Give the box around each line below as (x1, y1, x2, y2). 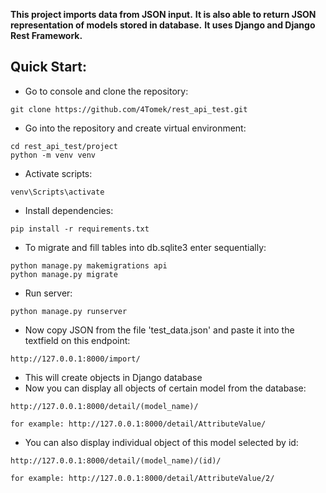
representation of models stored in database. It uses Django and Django (10, 19, 316, 31)
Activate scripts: (24, 167, 93, 179)
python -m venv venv (10, 150, 97, 160)
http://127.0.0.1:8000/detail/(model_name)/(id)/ (10, 455, 222, 466)
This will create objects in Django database (24, 371, 203, 383)
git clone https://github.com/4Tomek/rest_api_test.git (10, 104, 248, 114)
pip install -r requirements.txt (10, 224, 150, 234)
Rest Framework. (10, 30, 83, 41)
